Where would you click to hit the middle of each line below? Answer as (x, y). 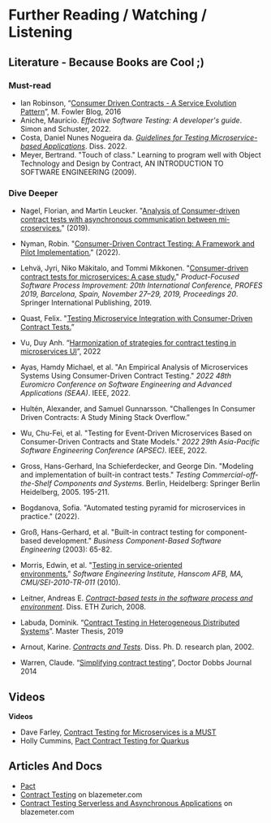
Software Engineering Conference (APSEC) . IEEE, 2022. (114, 450)
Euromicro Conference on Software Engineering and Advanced (126, 384)
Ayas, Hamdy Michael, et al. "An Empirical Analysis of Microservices (134, 367)
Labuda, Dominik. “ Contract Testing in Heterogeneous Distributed (130, 622)
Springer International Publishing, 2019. (86, 303)
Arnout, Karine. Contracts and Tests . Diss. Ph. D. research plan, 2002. (137, 647)
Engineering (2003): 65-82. (66, 549)
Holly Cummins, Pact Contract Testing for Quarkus (105, 740)
